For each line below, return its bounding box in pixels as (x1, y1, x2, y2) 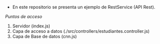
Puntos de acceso (5, 14, 42, 19)
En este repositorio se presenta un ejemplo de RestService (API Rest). (12, 4, 156, 10)
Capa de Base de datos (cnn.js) (12, 34, 77, 39)
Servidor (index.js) (12, 23, 51, 29)
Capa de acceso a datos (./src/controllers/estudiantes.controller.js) (12, 28, 150, 34)
